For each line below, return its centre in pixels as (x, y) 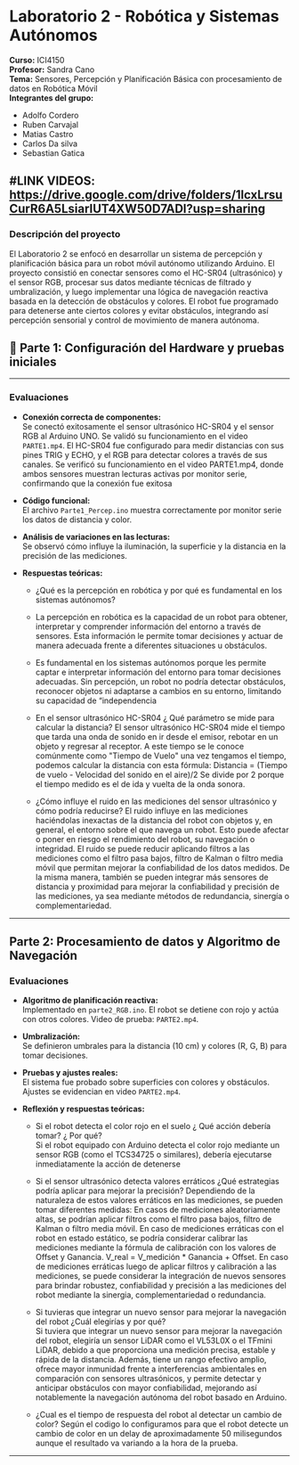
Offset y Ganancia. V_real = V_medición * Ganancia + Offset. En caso (162, 1257)
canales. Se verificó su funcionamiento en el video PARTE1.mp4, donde (153, 464)
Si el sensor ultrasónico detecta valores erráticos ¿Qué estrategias (158, 1182)
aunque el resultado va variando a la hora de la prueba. (137, 1443)
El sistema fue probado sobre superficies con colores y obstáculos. (145, 1082)
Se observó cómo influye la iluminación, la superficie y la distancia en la (154, 546)
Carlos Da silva (50, 143)
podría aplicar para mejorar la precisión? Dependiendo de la (145, 1191)
